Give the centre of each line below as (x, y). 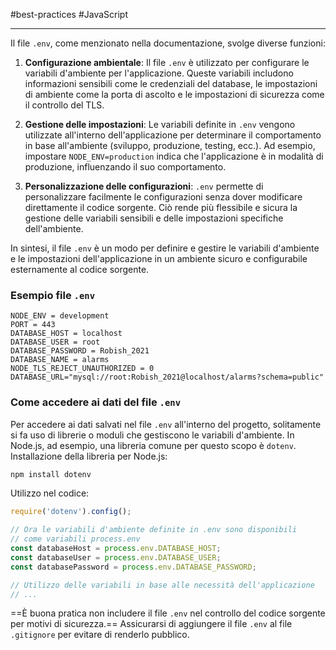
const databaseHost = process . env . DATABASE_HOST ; (116, 549)
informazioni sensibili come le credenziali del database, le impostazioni (171, 83)
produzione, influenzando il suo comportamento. (125, 167)
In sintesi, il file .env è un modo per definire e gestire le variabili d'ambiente (165, 248)
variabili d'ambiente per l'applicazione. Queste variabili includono (159, 73)
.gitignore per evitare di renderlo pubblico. (100, 635)
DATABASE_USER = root (55, 342)
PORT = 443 (33, 325)
